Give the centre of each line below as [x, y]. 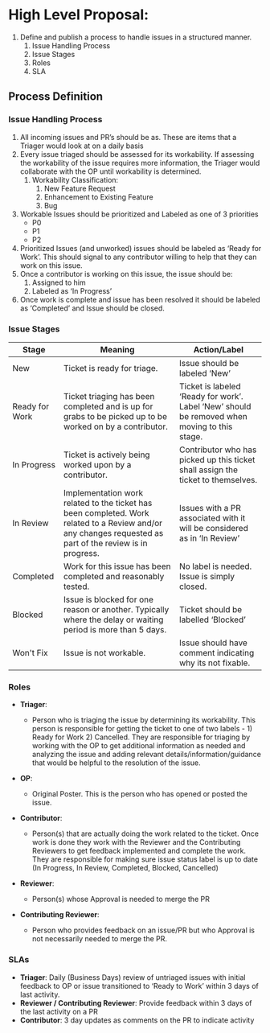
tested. [76, 586]
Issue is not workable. [104, 652]
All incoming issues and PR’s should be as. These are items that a [128, 137]
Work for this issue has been [117, 566]
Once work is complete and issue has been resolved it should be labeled [140, 299]
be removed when [213, 416]
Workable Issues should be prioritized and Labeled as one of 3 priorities [139, 214]
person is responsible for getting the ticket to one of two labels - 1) [142, 729]
